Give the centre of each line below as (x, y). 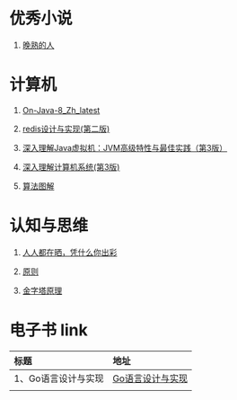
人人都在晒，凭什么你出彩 (70, 252)
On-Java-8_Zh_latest (61, 110)
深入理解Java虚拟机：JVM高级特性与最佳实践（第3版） (125, 147)
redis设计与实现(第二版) (66, 129)
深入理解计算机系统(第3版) (71, 166)
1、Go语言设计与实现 (59, 378)
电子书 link (48, 330)
